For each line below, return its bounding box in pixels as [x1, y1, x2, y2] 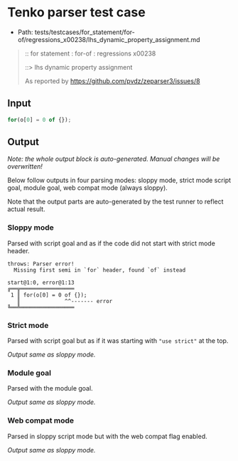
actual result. [7, 205, 45, 213]
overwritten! [7, 162, 43, 171]
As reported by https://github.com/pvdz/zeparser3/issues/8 [24, 76, 200, 85]
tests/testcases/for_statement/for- [34, 28, 135, 36]
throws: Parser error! [7, 260, 75, 267]
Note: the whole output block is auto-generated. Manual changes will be [7, 154, 220, 164]
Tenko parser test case [7, 4, 146, 21]
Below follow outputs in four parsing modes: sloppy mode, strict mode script [7, 176, 232, 185]
